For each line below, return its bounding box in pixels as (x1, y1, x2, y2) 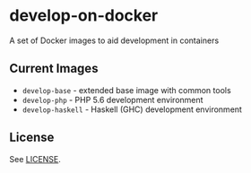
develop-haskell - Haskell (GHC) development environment (22, 104, 242, 115)
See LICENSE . (9, 153, 61, 164)
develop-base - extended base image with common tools (22, 84, 231, 95)
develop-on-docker (9, 5, 159, 26)
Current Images (9, 61, 99, 76)
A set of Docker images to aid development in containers (9, 35, 220, 46)
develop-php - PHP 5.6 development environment (22, 94, 203, 105)
